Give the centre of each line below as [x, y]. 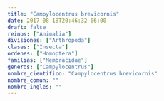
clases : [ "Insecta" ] [38, 47]
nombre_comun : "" [33, 80]
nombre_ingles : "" [35, 87]
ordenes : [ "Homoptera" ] [43, 54]
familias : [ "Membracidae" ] [47, 60]
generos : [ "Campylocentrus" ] [51, 67]
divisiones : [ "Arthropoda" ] [49, 41]
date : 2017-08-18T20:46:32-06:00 [57, 21]
